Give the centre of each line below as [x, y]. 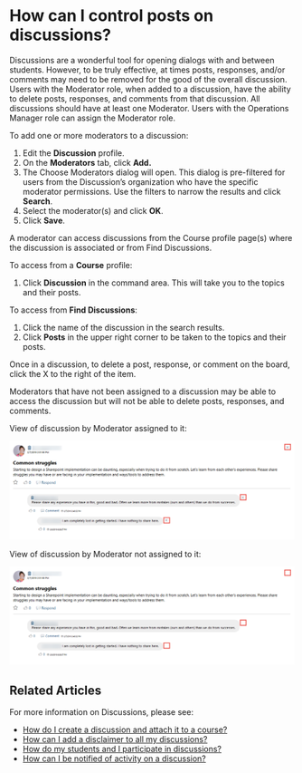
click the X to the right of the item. [73, 373]
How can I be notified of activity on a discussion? [114, 759]
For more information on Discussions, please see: [102, 712]
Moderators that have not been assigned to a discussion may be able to [143, 391]
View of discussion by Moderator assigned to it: [98, 428]
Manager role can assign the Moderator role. [93, 118]
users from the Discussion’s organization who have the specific [141, 181]
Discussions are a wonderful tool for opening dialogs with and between [142, 60]
